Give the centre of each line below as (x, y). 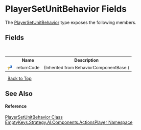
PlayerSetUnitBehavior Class (34, 117)
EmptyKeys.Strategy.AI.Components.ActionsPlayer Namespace (69, 122)
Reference (16, 106)
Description (86, 60)
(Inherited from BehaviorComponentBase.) (87, 67)
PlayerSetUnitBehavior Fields (66, 9)
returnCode (28, 67)
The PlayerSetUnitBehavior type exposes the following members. (71, 22)
